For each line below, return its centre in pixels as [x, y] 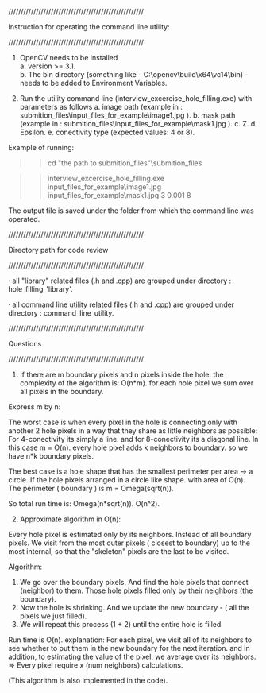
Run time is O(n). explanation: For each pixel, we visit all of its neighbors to [130, 640]
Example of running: [41, 147]
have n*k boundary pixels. [51, 456]
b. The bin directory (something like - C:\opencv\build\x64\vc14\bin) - [134, 74]
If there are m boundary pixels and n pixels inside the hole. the [121, 374]
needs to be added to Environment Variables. [93, 83]
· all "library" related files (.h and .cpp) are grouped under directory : [120, 281]
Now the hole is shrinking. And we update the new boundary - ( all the [134, 608]
